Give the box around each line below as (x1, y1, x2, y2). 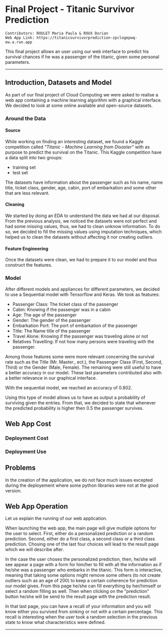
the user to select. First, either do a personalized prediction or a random (5, 531, 153, 537)
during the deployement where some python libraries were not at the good (5, 482, 158, 488)
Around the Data (5, 115, 46, 122)
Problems (5, 464, 36, 472)
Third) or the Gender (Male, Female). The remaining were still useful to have (5, 364, 161, 370)
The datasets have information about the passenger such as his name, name (5, 179, 163, 185)
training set (12, 164, 36, 170)
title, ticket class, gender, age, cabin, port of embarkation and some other (5, 184, 156, 190)
